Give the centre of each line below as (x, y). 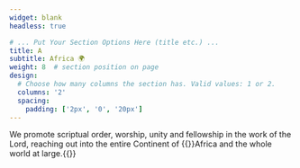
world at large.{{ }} (43, 154)
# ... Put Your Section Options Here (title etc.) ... (114, 42)
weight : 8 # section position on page (84, 67)
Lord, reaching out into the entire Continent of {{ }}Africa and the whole (141, 144)
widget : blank (36, 18)
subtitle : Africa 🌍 (47, 59)
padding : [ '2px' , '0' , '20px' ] (84, 109)
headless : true (38, 26)
